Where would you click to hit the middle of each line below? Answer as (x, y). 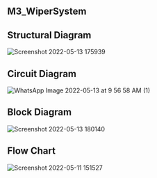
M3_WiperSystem (47, 11)
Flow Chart (31, 151)
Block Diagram (39, 112)
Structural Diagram (49, 35)
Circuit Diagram (42, 73)
